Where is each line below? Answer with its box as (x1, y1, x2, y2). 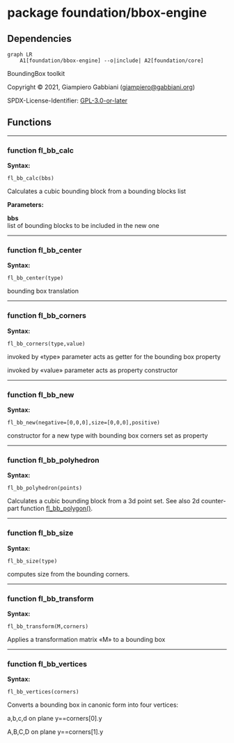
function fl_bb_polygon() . (20, 504, 93, 513)
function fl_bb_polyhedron (7, 455, 100, 465)
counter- (201, 497, 226, 505)
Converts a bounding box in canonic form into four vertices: (7, 700, 179, 709)
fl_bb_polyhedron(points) (7, 484, 82, 492)
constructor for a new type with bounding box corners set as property (7, 431, 208, 440)
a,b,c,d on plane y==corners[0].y (7, 714, 102, 723)
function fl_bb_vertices (7, 659, 87, 668)
